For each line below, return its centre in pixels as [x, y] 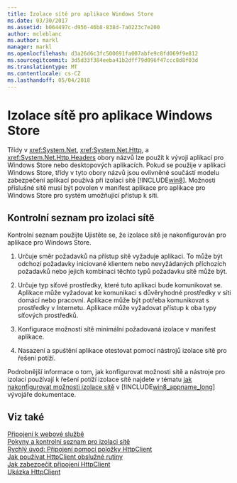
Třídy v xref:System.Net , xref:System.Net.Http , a [78, 150]
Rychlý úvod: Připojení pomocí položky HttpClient [80, 449]
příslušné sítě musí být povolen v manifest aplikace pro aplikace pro [106, 188]
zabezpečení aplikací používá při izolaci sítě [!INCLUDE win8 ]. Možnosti [111, 180]
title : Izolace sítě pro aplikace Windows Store [81, 14]
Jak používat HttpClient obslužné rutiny [65, 457]
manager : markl [30, 47]
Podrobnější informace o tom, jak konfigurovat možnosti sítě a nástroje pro [116, 372]
